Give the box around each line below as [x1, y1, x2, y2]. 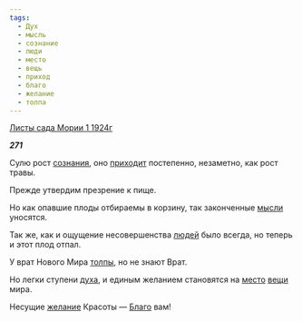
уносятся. [9, 212, 48, 223]
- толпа [17, 97, 47, 107]
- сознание [17, 38, 59, 48]
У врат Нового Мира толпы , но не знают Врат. [9, 257, 188, 267]
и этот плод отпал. [9, 239, 82, 250]
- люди [17, 47, 43, 56]
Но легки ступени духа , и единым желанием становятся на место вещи [9, 274, 288, 286]
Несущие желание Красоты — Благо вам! [9, 301, 171, 313]
